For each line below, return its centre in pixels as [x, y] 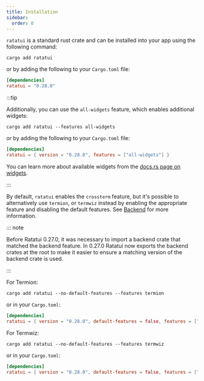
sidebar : [17, 18]
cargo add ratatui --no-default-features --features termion [85, 293]
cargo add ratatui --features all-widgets [61, 127]
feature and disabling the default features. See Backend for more [87, 209]
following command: [32, 47]
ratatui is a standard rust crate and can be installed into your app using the [101, 41]
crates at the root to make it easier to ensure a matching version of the [94, 252]
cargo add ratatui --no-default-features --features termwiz [85, 344]
